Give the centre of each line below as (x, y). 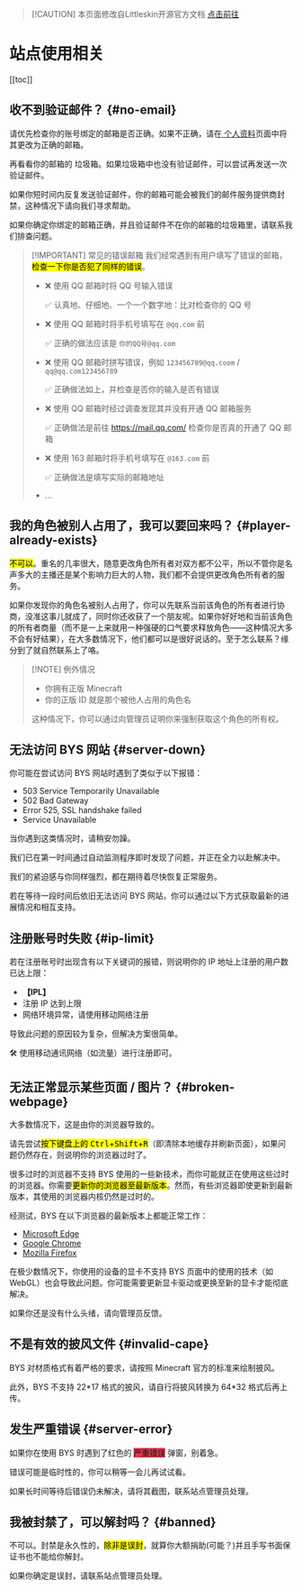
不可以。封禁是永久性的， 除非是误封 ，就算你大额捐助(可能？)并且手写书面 (146, 1546)
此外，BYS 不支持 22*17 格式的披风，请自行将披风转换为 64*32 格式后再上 (148, 1386)
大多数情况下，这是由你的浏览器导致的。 (84, 1124)
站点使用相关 (57, 54)
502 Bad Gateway (55, 800)
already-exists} (53, 540)
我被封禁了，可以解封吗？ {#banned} (113, 1522)
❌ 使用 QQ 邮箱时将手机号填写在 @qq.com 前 (124, 324)
